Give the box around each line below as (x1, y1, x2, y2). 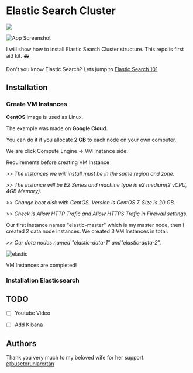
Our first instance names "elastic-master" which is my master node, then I (6, 221, 184, 228)
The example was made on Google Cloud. (6, 124, 108, 132)
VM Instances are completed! (6, 262, 77, 269)
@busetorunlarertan (6, 360, 54, 367)
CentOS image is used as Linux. (6, 113, 84, 120)
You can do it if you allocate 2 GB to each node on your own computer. (6, 136, 177, 143)
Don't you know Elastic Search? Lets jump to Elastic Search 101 (6, 65, 158, 72)
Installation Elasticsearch (6, 276, 80, 284)
